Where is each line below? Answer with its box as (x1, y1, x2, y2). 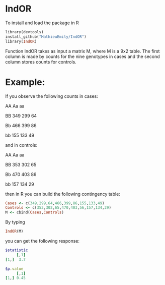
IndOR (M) (5, 229, 24, 234)
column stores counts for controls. (5, 59, 76, 65)
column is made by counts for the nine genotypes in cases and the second (5, 53, 160, 60)
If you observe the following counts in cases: (5, 93, 98, 99)
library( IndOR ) (5, 39, 37, 44)
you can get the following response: (5, 238, 79, 244)
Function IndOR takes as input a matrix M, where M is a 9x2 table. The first (5, 48, 160, 54)
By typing (5, 219, 25, 225)
